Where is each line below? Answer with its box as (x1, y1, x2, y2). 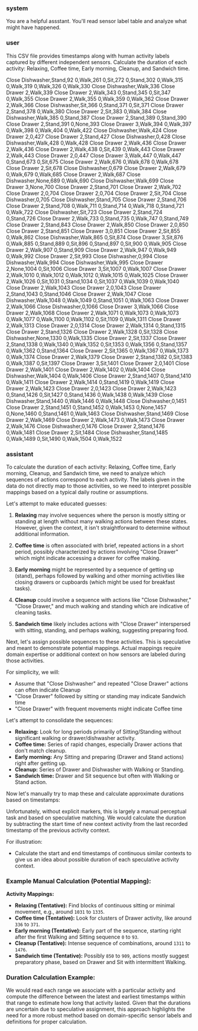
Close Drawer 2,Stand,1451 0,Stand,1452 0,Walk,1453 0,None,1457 (6, 404, 167, 411)
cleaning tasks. (14, 609, 52, 616)
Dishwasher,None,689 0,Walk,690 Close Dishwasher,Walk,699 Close (6, 177, 174, 184)
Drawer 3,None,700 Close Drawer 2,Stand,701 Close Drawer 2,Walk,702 (6, 183, 181, 190)
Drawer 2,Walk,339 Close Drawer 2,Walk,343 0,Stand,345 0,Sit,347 (6, 89, 171, 96)
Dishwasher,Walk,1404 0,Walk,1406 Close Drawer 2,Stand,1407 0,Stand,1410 (6, 372, 191, 379)
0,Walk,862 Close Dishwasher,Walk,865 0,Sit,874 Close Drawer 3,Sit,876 (6, 233, 183, 241)
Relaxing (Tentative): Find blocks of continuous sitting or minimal (14, 902, 175, 909)
